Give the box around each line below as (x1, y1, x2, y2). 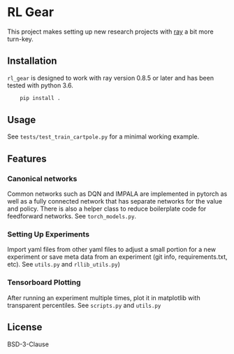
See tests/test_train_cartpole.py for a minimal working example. (7, 132, 200, 141)
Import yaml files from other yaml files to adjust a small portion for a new (7, 246, 217, 254)
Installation (7, 55, 57, 67)
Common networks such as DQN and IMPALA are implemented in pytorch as (7, 190, 228, 198)
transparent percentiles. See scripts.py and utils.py (7, 301, 161, 309)
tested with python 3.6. (7, 81, 73, 90)
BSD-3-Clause (7, 340, 49, 348)
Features (7, 153, 47, 164)
